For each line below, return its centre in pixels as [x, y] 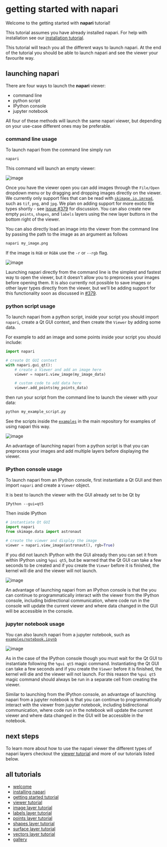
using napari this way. [28, 426]
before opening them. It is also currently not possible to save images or [79, 282]
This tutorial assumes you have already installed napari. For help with [76, 32]
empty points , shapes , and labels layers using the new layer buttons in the [82, 214]
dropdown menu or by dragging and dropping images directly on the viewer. [84, 193]
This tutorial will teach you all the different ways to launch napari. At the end [83, 47]
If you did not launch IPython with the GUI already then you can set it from [82, 555]
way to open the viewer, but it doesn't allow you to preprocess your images [83, 277]
